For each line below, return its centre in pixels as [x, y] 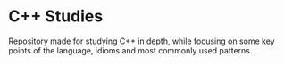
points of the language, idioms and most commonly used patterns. [130, 50]
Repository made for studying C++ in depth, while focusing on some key [142, 41]
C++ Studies [56, 16]
